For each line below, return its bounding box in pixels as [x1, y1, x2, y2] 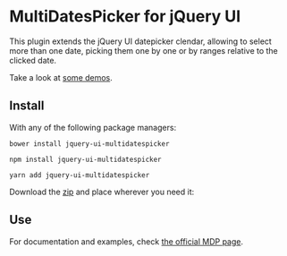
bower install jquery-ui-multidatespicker [9, 139, 170, 149]
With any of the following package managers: [9, 122, 177, 132]
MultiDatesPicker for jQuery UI [9, 6, 241, 27]
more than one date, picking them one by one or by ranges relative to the [9, 45, 279, 55]
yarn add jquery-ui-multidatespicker [9, 170, 150, 180]
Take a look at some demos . [9, 72, 114, 82]
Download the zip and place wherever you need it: [9, 186, 195, 197]
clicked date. [9, 55, 56, 65]
